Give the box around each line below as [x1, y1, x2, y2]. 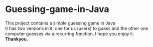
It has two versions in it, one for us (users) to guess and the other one [5, 25, 149, 31]
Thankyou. [5, 36, 28, 42]
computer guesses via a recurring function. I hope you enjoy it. [5, 30, 135, 36]
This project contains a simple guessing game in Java [5, 20, 116, 26]
